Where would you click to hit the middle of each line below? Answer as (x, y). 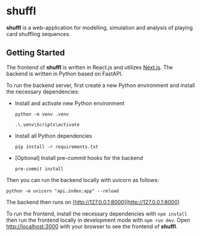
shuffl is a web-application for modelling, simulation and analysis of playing (100, 28)
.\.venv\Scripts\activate (47, 125)
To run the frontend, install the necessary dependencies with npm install (97, 213)
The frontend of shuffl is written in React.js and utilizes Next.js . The (90, 67)
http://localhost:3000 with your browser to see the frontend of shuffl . (92, 226)
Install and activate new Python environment (69, 103)
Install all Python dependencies (54, 135)
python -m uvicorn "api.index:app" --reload (63, 191)
